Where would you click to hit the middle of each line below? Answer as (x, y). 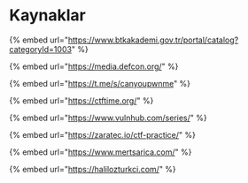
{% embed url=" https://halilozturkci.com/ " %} (93, 169)
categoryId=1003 (41, 49)
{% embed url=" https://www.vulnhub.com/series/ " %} (108, 118)
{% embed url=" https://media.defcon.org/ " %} (94, 66)
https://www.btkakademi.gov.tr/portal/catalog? (153, 40)
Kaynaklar (47, 15)
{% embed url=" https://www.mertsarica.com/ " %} (101, 152)
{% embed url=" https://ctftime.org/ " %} (81, 100)
